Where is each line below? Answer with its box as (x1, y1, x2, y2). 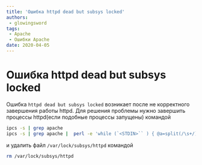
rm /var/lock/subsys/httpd (6, 153, 74, 159)
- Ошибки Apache (8, 37, 50, 43)
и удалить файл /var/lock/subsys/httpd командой (6, 142, 133, 149)
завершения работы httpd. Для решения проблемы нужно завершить (6, 107, 186, 114)
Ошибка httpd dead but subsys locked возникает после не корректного (6, 100, 190, 108)
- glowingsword (8, 20, 47, 26)
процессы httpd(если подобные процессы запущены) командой (6, 113, 171, 121)
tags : (6, 25, 20, 32)
